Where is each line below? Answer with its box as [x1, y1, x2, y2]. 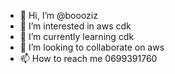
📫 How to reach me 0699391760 [19, 53, 158, 64]
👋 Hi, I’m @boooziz [19, 10, 98, 21]
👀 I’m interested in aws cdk [19, 20, 132, 32]
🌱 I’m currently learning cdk [19, 31, 135, 42]
